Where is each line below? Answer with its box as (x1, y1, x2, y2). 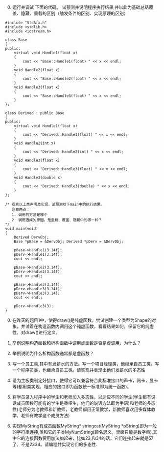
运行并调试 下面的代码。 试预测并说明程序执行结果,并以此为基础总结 (12, 4, 149, 10)
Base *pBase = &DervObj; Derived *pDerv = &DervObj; (14, 239, 124, 244)
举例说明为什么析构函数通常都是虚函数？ (12, 351, 94, 356)
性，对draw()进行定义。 (12, 330, 60, 335)
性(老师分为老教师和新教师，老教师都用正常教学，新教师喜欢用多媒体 (12, 406, 151, 412)
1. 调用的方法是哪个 (11, 212, 48, 217)
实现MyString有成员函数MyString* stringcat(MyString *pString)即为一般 (12, 423, 157, 429)
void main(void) (5, 226, 38, 231)
